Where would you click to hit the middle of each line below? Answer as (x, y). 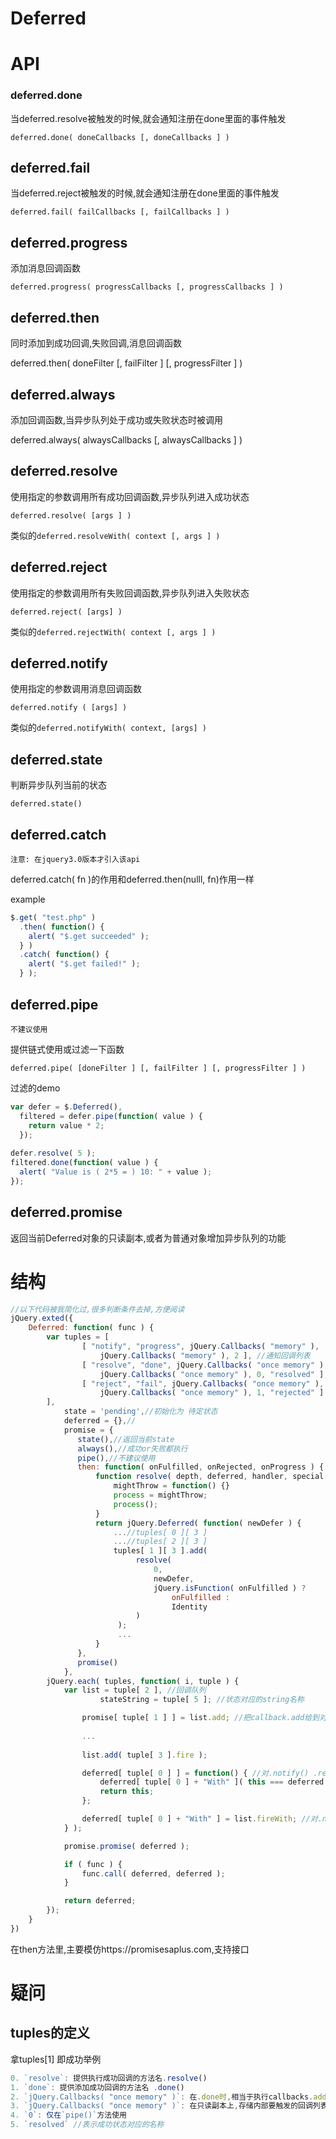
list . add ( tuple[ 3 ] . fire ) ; (144, 1755)
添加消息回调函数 (45, 268)
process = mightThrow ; (160, 1495)
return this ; (127, 1792)
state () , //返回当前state (126, 1439)
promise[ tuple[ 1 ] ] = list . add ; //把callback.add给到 (200, 1718)
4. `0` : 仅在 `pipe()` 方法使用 (68, 2115)
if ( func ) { (93, 1864)
